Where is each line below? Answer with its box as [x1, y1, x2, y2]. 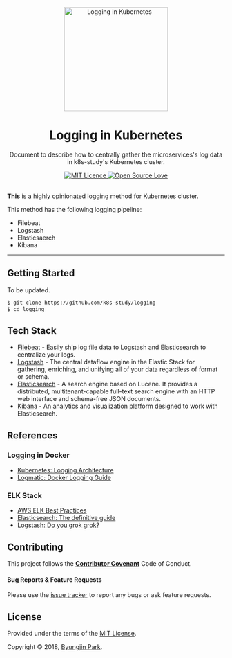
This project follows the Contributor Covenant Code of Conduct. [7, 560, 192, 568]
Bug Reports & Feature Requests [7, 575, 102, 584]
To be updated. [7, 285, 50, 294]
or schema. [17, 373, 50, 381]
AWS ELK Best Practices [17, 506, 87, 515]
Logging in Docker [7, 450, 70, 460]
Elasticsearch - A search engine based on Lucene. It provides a [17, 380, 198, 389]
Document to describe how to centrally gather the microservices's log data [9, 150, 223, 159]
